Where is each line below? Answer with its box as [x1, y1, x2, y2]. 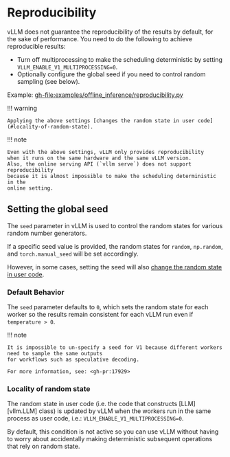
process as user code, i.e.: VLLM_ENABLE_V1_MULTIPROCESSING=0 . [7, 414, 184, 423]
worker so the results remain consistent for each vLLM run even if [7, 311, 194, 319]
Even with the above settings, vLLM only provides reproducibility [7, 148, 205, 155]
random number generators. [7, 229, 87, 237]
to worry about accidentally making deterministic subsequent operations [7, 435, 213, 443]
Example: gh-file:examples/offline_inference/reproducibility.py [7, 91, 183, 99]
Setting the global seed [7, 203, 108, 215]
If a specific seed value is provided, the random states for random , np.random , [7, 242, 223, 250]
